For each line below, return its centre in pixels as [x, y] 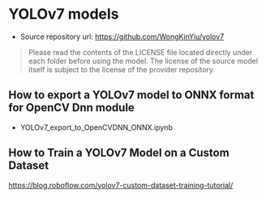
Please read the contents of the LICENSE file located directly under [140, 52]
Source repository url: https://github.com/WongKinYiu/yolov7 [122, 37]
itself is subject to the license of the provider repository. [122, 69]
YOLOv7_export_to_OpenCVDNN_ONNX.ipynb [96, 127]
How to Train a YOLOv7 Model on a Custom [119, 153]
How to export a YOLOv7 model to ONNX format [131, 95]
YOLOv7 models [64, 14]
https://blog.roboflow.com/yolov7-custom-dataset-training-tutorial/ [121, 185]
